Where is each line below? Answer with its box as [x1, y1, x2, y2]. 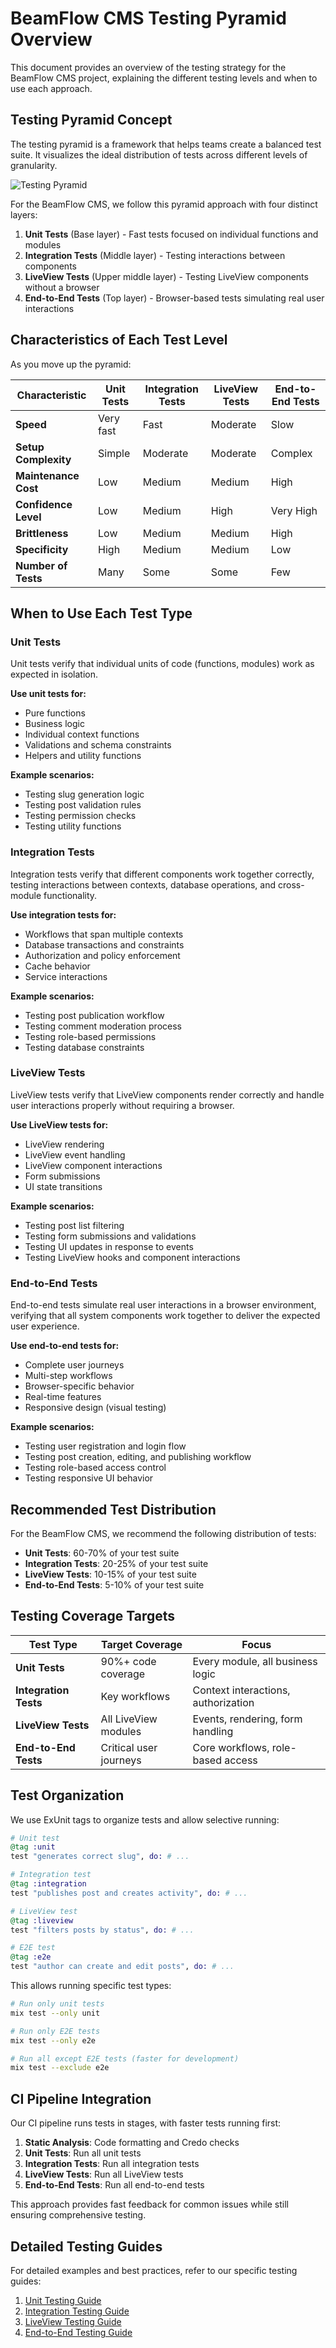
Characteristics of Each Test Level [10, 332, 228, 349]
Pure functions [24, 707, 86, 719]
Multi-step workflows [24, 1370, 113, 1382]
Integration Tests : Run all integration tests [24, 2158, 200, 2170]
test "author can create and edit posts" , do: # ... [10, 1962, 235, 1972]
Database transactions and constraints [24, 938, 185, 951]
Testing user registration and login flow [24, 1440, 187, 1452]
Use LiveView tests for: [10, 1118, 109, 1131]
